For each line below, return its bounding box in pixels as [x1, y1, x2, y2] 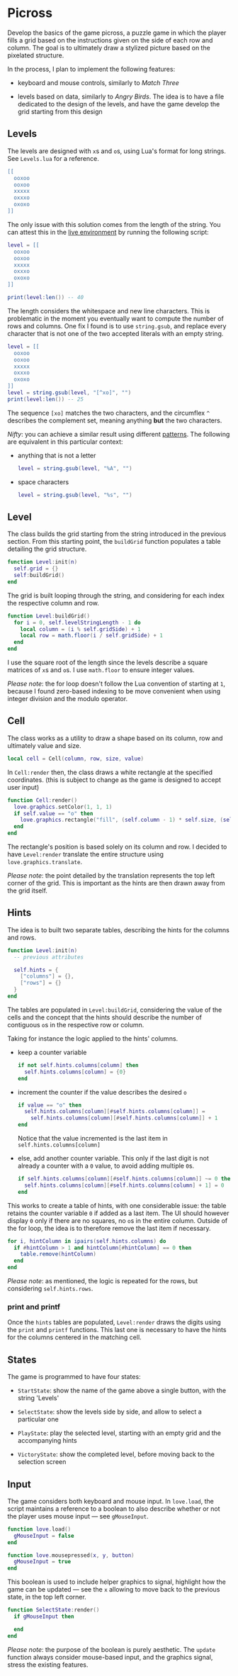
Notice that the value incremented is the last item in [17, 1134, 168, 1143]
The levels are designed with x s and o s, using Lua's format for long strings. [7, 147, 227, 155]
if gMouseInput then [13, 1613, 74, 1621]
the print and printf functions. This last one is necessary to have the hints [7, 1326, 227, 1334]
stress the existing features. [7, 1660, 89, 1669]
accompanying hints [17, 1436, 77, 1445]
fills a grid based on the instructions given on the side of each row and [7, 35, 213, 44]
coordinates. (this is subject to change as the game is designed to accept [7, 775, 222, 784]
